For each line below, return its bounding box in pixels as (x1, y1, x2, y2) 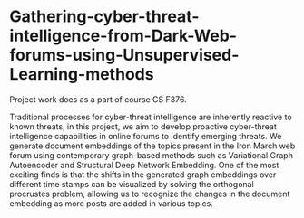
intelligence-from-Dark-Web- (9, 25, 238, 46)
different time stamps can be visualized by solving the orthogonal (9, 178, 254, 189)
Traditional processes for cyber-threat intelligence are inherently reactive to (9, 111, 292, 122)
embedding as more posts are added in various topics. (9, 197, 213, 209)
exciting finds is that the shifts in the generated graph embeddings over (9, 169, 277, 180)
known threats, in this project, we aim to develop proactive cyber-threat (9, 120, 277, 132)
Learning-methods (9, 64, 154, 85)
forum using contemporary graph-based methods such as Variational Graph (9, 149, 293, 160)
